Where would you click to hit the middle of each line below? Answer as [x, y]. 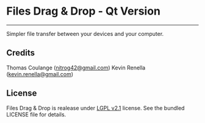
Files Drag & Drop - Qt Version [83, 11]
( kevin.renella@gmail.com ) [40, 74]
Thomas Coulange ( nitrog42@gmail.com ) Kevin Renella [76, 68]
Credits [21, 53]
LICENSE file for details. [36, 114]
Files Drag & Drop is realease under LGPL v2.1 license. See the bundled [95, 108]
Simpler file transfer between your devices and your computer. [85, 33]
